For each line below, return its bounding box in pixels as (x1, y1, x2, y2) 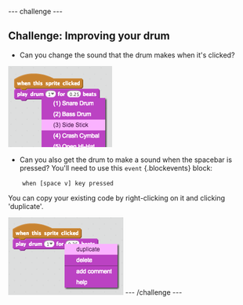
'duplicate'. (8, 201, 44, 211)
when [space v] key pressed (22, 179, 114, 187)
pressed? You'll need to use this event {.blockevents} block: (19, 163, 213, 172)
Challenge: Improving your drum (8, 29, 170, 42)
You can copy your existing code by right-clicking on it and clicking (8, 193, 226, 203)
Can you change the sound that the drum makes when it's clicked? (19, 50, 235, 60)
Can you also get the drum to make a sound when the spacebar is (19, 155, 233, 164)
